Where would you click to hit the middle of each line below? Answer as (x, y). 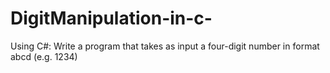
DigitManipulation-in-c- (111, 18)
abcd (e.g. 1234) (44, 56)
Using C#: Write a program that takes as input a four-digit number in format (165, 46)
